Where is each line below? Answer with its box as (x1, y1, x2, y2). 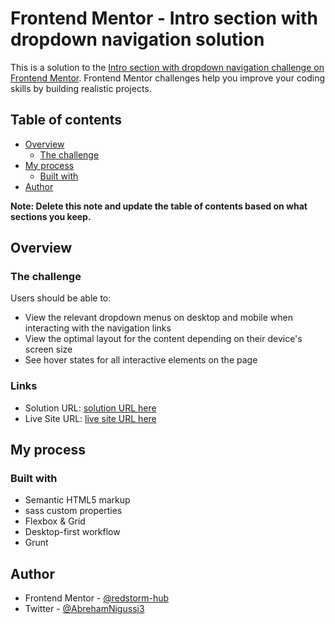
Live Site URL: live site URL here (24, 412, 157, 424)
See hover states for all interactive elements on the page (24, 354, 258, 366)
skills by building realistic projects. (10, 82, 152, 94)
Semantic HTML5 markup (24, 494, 131, 506)
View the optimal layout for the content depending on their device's (24, 333, 303, 345)
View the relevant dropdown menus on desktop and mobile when (24, 312, 293, 324)
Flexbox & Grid (24, 515, 86, 527)
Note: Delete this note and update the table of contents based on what (10, 200, 308, 212)
